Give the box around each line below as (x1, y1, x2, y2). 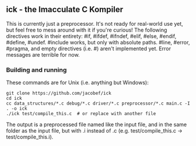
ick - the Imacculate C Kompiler (6, 5, 123, 15)
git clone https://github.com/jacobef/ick (6, 91, 111, 96)
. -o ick (6, 106, 28, 112)
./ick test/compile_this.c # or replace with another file (6, 111, 157, 117)
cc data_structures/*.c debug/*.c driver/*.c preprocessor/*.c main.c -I (6, 100, 191, 107)
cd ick (6, 96, 22, 102)
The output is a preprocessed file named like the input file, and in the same (6, 121, 187, 128)
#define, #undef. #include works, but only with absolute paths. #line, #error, (6, 39, 190, 46)
